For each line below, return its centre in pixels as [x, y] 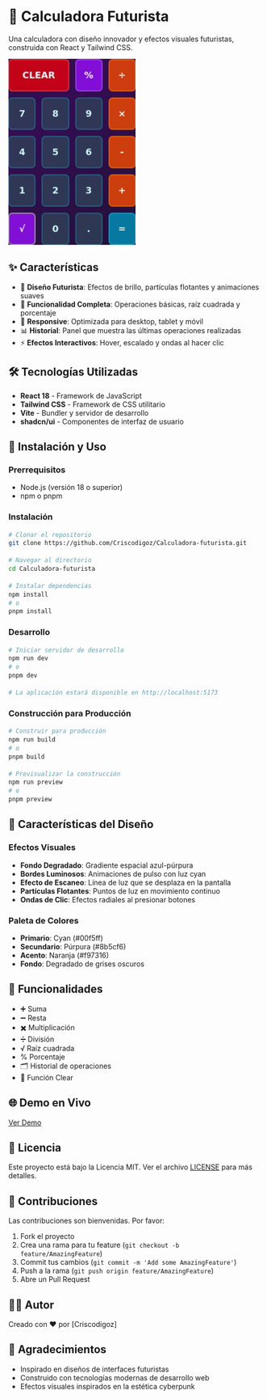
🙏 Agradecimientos [58, 1350]
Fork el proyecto [47, 1236]
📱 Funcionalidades [56, 989]
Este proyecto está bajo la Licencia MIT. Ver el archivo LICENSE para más [130, 1167]
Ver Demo [25, 1122]
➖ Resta [33, 1017]
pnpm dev [23, 676]
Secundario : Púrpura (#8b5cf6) [73, 947]
